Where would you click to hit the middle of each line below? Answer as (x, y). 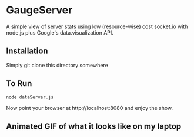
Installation (27, 51)
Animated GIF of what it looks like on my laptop (94, 126)
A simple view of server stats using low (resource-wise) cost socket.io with (97, 26)
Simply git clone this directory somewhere (57, 65)
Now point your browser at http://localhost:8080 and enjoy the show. (90, 108)
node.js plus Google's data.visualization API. (60, 32)
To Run (19, 83)
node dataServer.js (30, 97)
